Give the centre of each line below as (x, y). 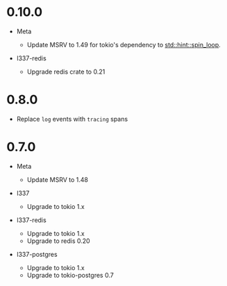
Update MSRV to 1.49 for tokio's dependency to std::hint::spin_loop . (124, 44)
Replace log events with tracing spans (72, 119)
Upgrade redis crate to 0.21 (66, 71)
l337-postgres (37, 254)
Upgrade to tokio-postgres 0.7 (70, 275)
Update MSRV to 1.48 (57, 179)
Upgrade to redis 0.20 (59, 241)
